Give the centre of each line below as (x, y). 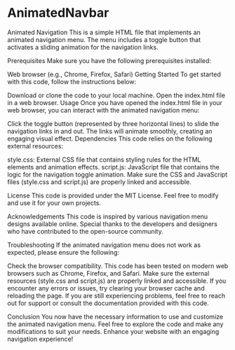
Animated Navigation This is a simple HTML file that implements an (104, 32)
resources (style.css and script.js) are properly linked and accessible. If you (117, 281)
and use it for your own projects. (54, 203)
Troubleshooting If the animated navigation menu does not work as (104, 245)
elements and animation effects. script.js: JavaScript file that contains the (113, 167)
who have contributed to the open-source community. (85, 231)
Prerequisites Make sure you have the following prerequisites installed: (109, 60)
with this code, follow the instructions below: (72, 81)
